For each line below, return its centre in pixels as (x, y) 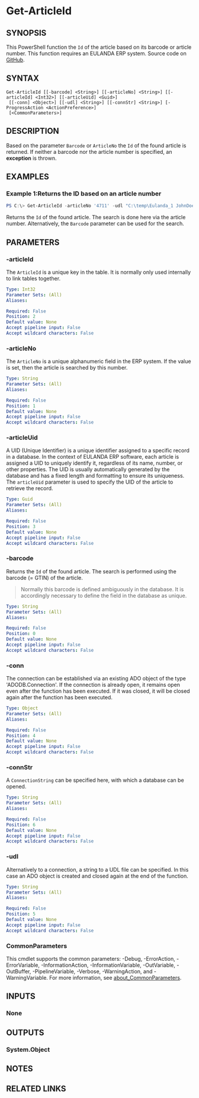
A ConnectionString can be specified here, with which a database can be (95, 780)
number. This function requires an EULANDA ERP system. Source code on (96, 53)
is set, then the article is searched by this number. (67, 368)
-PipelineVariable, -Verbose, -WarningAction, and (92, 971)
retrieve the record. (30, 488)
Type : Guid (20, 499)
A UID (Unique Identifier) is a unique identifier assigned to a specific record (98, 450)
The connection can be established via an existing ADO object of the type (96, 679)
